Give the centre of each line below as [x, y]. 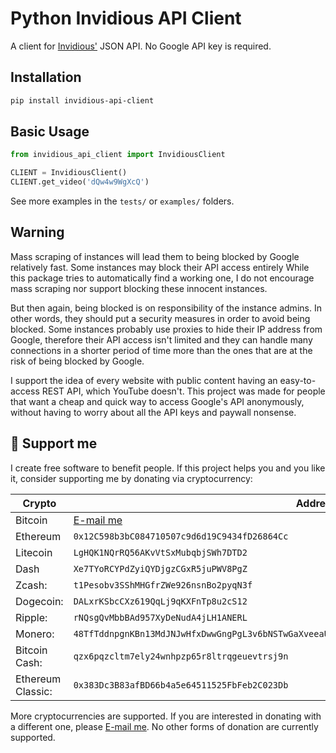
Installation [46, 77]
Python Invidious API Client [126, 18]
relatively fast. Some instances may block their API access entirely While [160, 267]
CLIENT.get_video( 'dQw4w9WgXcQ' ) [80, 182]
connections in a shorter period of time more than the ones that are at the [161, 350]
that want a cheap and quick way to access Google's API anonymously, [157, 401]
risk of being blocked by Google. [77, 361]
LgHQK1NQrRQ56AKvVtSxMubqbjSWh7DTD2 [160, 552]
